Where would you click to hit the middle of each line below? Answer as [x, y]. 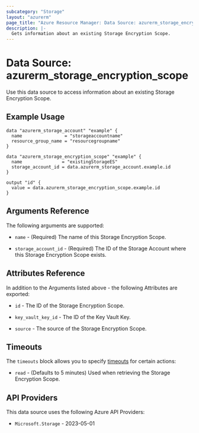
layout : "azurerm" [29, 17]
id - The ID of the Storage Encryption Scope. [70, 305]
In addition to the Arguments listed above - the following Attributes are [92, 288]
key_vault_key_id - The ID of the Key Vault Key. [73, 317]
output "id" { [24, 182]
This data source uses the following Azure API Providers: [76, 412]
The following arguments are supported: [55, 225]
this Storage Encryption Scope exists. [60, 254]
